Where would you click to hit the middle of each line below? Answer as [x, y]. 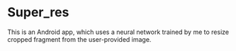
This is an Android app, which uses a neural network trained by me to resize [118, 32]
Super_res [38, 12]
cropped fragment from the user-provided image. [79, 39]
